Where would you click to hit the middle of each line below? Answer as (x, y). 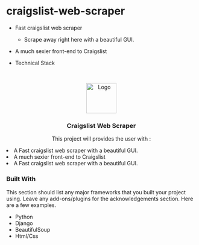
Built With (21, 179)
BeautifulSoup (33, 229)
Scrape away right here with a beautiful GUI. (79, 39)
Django (24, 223)
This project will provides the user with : (101, 139)
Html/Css (27, 236)
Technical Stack (35, 63)
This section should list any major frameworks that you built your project (96, 192)
